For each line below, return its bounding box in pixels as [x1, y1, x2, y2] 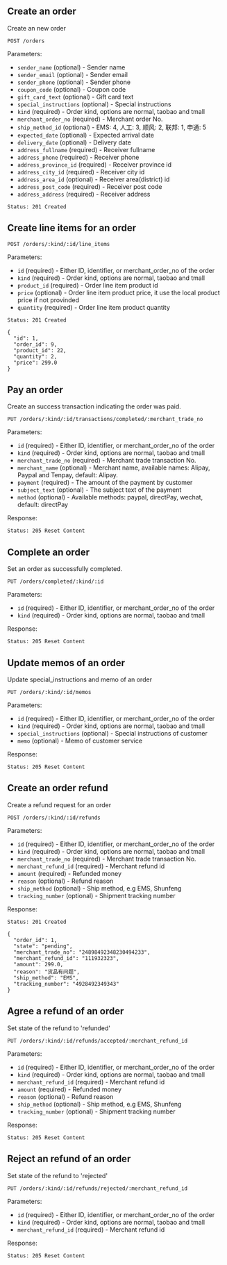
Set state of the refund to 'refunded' [7, 1024, 111, 1032]
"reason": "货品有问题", [13, 968, 80, 975]
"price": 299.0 [13, 359, 58, 366]
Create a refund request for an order [7, 800, 112, 809]
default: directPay [17, 500, 68, 509]
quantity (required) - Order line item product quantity [17, 303, 170, 311]
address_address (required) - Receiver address [17, 190, 151, 198]
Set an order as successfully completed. [7, 565, 123, 573]
